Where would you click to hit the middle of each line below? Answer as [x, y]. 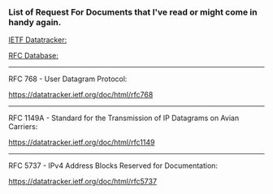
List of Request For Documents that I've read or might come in [133, 12]
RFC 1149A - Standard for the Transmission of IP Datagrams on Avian [124, 118]
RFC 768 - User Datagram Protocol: [68, 79]
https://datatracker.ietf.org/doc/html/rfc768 [81, 95]
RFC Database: [34, 56]
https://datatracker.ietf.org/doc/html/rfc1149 [82, 142]
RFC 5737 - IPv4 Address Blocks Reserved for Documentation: [113, 166]
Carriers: [23, 127]
